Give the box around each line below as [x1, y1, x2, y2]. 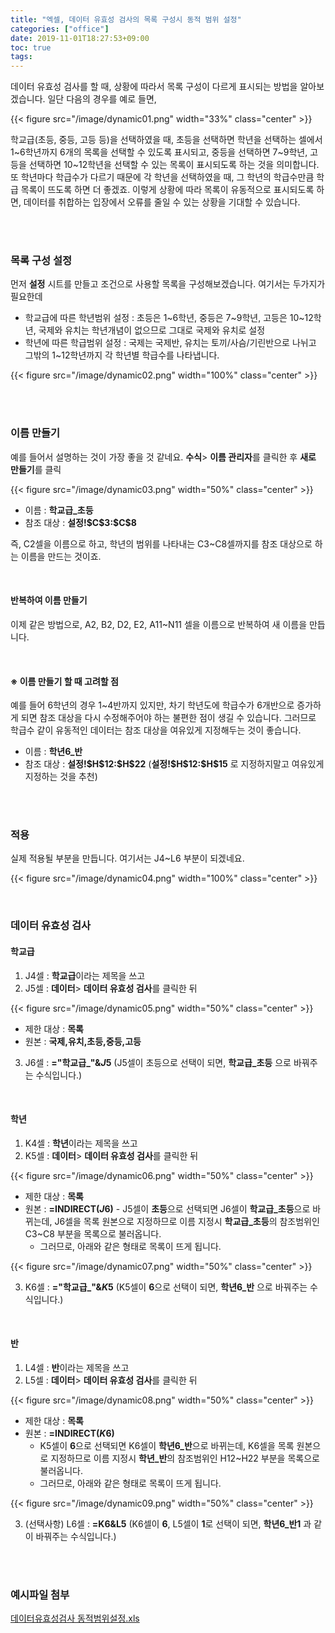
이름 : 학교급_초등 [24, 504, 94, 516]
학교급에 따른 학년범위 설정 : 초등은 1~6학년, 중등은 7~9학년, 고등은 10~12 [24, 312, 314, 324]
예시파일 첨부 [10, 1587, 70, 1601]
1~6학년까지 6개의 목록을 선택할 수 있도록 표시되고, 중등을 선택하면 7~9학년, [10, 146, 308, 158]
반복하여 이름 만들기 [10, 594, 88, 606]
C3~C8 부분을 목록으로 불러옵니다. [24, 1227, 162, 1240]
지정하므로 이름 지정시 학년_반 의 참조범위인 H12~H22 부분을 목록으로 [50, 1452, 320, 1464]
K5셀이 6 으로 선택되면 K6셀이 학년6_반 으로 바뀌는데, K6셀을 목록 [39, 1439, 295, 1451]
